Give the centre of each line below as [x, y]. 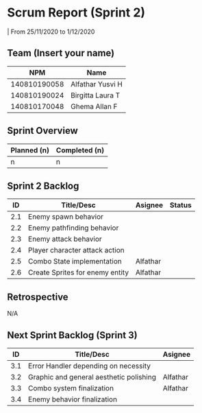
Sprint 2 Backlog [43, 186]
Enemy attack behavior [65, 239]
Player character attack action [76, 250]
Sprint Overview [43, 131]
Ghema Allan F [94, 106]
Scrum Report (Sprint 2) [76, 13]
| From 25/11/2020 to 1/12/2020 [51, 32]
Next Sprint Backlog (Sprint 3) [73, 335]
